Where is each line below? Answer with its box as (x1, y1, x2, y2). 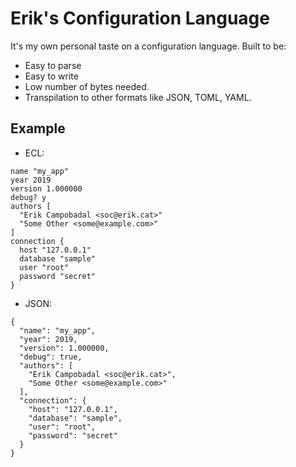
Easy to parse (24, 59, 82, 71)
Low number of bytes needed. (24, 80, 150, 92)
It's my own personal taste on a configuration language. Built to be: (10, 40, 287, 52)
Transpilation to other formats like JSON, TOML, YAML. (24, 91, 252, 103)
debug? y (10, 192, 47, 202)
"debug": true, (19, 352, 83, 362)
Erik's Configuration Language (10, 7, 270, 30)
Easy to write (24, 70, 79, 82)
